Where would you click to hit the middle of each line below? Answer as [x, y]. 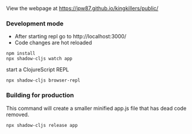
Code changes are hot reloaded [53, 43]
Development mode [35, 24]
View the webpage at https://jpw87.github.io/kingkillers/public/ [82, 8]
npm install [21, 54]
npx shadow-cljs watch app [39, 59]
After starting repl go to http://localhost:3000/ [71, 37]
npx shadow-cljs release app [42, 125]
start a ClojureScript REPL [38, 70]
